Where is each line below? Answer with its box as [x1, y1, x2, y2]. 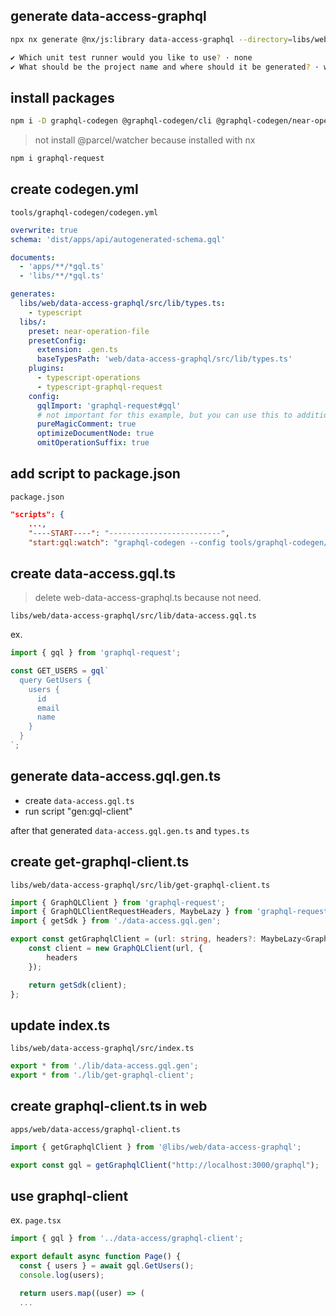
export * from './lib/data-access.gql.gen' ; [10, 1061, 199, 1071]
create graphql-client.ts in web [10, 1098, 208, 1115]
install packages [10, 89, 115, 106]
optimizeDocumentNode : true [36, 429, 155, 439]
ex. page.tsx [10, 1214, 62, 1226]
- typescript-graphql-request [36, 382, 163, 392]
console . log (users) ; [19, 1270, 105, 1280]
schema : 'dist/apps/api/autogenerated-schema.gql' [10, 234, 226, 244]
